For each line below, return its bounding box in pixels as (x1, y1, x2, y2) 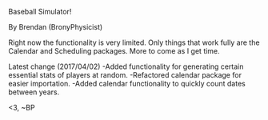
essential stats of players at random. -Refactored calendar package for (8, 70, 242, 79)
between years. (8, 87, 60, 97)
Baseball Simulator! (8, 7, 72, 16)
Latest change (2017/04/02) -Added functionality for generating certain (8, 62, 244, 71)
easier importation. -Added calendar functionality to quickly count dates (8, 79, 246, 88)
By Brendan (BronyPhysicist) (8, 22, 103, 31)
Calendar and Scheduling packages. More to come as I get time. (8, 46, 220, 55)
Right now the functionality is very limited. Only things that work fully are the (8, 38, 260, 47)
